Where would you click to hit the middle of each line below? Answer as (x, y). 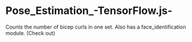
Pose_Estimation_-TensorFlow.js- (89, 11)
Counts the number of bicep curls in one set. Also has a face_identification (96, 27)
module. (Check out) (30, 33)
